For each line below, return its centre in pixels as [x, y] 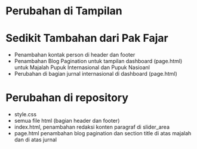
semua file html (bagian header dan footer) [67, 121]
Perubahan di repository [67, 98]
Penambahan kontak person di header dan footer [75, 55]
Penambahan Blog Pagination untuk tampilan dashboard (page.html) [98, 61]
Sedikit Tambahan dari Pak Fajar [87, 38]
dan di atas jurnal [36, 140]
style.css [25, 114]
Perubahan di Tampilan [64, 11]
